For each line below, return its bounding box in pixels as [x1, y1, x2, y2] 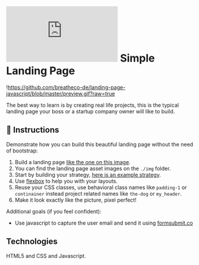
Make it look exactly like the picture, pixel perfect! [14, 196, 137, 203]
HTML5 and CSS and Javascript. [6, 252, 86, 259]
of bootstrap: [6, 147, 39, 154]
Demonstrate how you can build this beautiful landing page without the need [6, 141, 194, 148]
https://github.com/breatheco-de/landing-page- [8, 84, 126, 91]
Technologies [6, 237, 58, 247]
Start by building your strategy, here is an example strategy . [14, 171, 162, 178]
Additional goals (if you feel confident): [6, 207, 102, 215]
